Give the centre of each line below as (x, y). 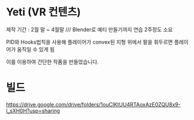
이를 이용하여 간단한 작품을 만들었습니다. (52, 62)
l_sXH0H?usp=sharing (33, 111)
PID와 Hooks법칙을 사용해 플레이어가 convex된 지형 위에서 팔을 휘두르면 (90, 42)
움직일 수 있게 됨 (36, 49)
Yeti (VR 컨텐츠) (44, 12)
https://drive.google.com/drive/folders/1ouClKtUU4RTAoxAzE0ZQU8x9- (93, 104)
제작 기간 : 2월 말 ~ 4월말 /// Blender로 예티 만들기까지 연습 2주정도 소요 (89, 29)
